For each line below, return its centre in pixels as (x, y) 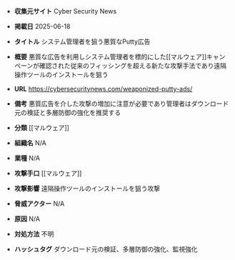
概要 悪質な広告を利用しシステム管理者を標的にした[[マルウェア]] (110, 57)
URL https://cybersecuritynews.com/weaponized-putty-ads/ (103, 89)
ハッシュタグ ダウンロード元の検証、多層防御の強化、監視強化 (106, 249)
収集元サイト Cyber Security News (65, 11)
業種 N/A (27, 158)
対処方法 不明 (34, 234)
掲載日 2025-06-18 (42, 26)
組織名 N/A (30, 143)
